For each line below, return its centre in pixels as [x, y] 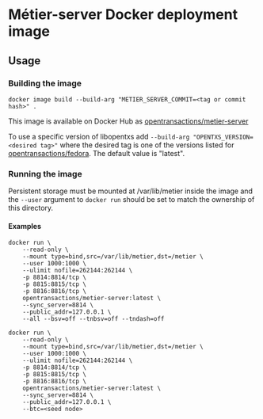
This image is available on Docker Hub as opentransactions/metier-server [128, 121]
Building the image [45, 83]
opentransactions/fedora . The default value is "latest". [96, 153]
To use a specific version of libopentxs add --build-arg [99, 136]
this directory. [31, 208]
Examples [25, 226]
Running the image [45, 173]
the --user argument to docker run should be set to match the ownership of [131, 200]
